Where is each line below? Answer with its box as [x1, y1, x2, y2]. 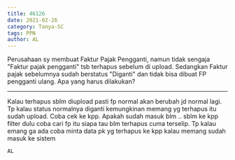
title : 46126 [7, 10, 45, 17]
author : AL [7, 36, 39, 43]
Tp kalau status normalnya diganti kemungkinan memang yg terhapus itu [7, 105, 217, 113]
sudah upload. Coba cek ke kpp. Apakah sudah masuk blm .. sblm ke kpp [7, 112, 219, 120]
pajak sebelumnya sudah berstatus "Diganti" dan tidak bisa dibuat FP [7, 70, 207, 79]
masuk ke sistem [7, 134, 56, 143]
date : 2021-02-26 [7, 17, 58, 24]
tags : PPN [7, 29, 36, 37]
